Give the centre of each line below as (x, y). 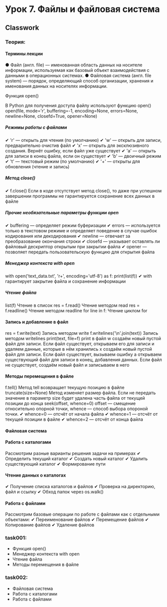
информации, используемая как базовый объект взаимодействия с (77, 70)
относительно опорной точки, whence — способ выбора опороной (77, 409)
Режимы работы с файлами (36, 127)
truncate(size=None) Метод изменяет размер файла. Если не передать (81, 393)
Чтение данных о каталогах (36, 475)
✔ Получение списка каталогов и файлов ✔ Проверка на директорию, (80, 486)
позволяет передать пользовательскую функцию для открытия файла (80, 252)
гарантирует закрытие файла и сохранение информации (66, 281)
